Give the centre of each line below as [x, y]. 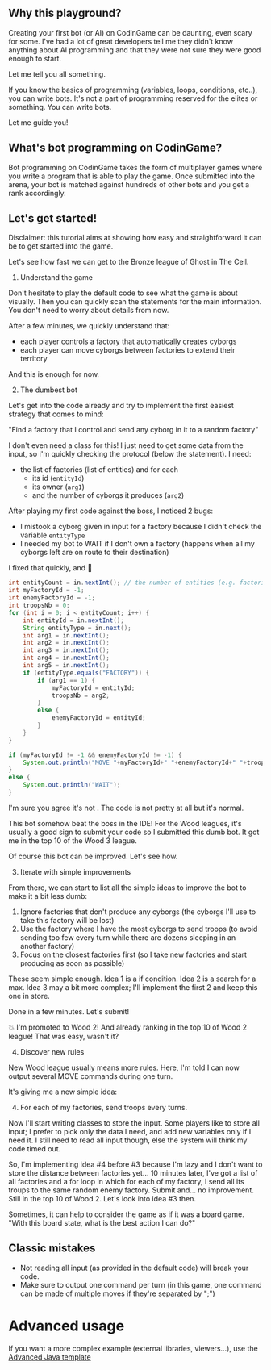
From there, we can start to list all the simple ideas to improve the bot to [127, 888]
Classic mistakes [52, 1249]
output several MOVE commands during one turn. [91, 1076]
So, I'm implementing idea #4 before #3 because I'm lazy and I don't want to [135, 1164]
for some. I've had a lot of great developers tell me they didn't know [121, 41]
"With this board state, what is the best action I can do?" [102, 1222]
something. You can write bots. [60, 107]
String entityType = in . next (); [77, 628]
